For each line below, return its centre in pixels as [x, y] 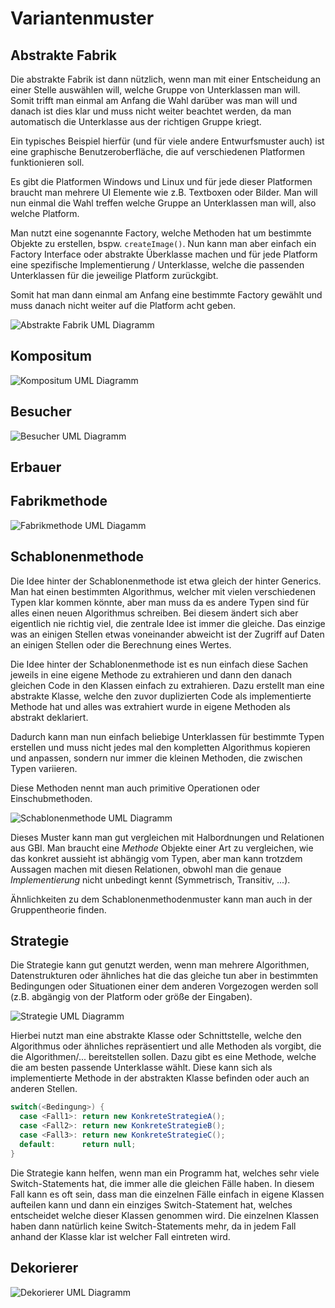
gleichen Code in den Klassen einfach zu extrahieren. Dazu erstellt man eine [167, 685]
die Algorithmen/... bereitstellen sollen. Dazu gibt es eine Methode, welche [163, 1057]
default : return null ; [78, 1144]
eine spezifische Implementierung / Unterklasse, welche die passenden [157, 265]
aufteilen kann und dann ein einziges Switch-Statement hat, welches [151, 1204]
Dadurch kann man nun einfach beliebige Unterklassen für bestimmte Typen [167, 736]
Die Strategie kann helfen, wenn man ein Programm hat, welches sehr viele [165, 1173]
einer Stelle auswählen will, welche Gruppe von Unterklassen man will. [155, 90]
